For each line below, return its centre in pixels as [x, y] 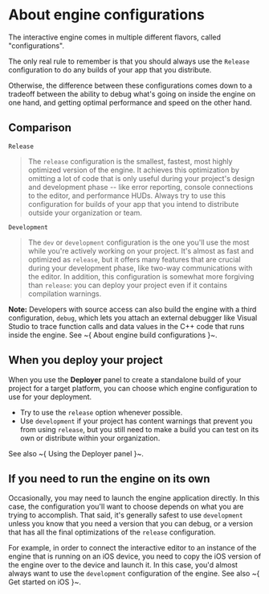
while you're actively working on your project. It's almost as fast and [141, 250]
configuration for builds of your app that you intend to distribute [133, 204]
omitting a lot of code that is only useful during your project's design [141, 178]
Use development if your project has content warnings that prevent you [136, 421]
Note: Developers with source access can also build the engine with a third [132, 309]
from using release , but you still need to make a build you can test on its [139, 429]
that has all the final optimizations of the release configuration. [112, 532]
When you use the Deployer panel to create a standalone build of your [125, 379]
